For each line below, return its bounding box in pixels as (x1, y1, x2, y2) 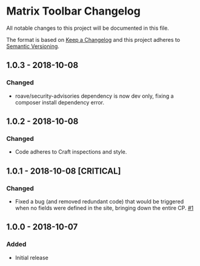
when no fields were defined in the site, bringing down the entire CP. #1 (15, 205, 194, 211)
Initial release (15, 254, 48, 261)
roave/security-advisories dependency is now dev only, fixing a (15, 92, 174, 100)
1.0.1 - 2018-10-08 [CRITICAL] (6, 166, 121, 176)
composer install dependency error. (15, 98, 105, 106)
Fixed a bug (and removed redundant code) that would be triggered (15, 198, 184, 205)
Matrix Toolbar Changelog (6, 4, 141, 18)
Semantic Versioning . (6, 43, 59, 50)
